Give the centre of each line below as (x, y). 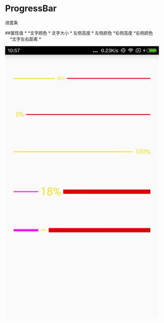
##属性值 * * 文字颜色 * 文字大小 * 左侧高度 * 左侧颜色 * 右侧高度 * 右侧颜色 (79, 33)
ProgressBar (31, 9)
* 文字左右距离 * (25, 39)
